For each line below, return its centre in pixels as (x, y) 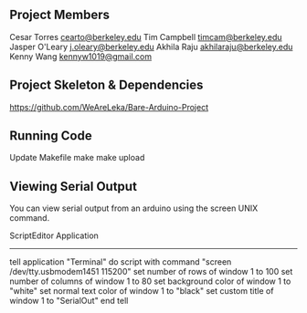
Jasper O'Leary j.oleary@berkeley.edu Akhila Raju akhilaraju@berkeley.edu (151, 47)
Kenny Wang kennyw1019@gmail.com (81, 56)
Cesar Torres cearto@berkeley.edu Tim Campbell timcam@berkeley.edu (146, 37)
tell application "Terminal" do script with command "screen (121, 262)
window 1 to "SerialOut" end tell (69, 301)
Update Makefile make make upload (77, 158)
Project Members (60, 15)
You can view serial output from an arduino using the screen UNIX (134, 208)
